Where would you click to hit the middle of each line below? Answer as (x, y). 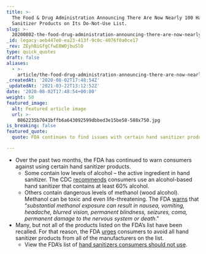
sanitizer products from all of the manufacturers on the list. (90, 238)
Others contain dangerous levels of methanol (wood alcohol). (102, 192)
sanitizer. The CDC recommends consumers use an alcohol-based (108, 179)
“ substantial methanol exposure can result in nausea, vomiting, (105, 205)
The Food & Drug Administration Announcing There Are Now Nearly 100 (102, 18)
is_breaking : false (31, 126)
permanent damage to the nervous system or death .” (92, 219)
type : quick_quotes (31, 52)
